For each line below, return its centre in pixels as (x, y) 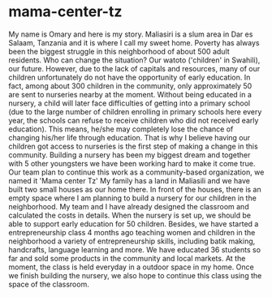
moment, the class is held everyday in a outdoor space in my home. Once (131, 267)
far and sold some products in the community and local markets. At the (127, 258)
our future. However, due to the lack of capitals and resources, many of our (134, 68)
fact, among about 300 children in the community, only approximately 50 (130, 86)
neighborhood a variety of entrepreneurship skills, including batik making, (132, 241)
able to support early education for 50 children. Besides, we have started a (134, 224)
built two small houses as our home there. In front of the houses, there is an (135, 189)
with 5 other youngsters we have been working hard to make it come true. (132, 163)
